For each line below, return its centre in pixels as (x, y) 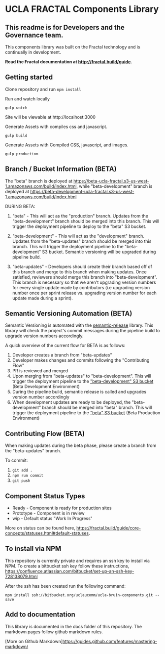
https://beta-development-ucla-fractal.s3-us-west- (82, 191)
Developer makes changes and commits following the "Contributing (81, 360)
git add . (22, 471)
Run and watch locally (28, 99)
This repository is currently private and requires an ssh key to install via (78, 561)
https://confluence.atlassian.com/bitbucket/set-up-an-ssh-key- (70, 571)
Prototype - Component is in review (48, 513)
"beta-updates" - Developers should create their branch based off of (82, 266)
